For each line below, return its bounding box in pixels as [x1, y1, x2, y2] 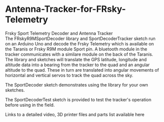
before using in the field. [5, 102, 55, 108]
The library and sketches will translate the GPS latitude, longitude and [5, 56, 147, 62]
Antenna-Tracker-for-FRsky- [5, 3, 126, 15]
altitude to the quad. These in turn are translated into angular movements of [5, 67, 159, 73]
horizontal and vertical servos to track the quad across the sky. [5, 72, 133, 78]
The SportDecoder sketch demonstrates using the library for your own [5, 81, 148, 87]
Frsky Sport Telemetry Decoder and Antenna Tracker [5, 30, 113, 36]
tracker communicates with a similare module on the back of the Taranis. [5, 51, 153, 57]
